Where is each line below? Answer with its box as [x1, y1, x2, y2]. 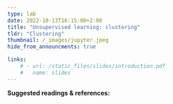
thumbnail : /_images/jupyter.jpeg [7, 37, 109, 44]
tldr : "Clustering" [7, 30, 65, 37]
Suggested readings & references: [7, 88, 111, 97]
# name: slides [20, 69, 71, 76]
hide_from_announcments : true [7, 43, 97, 50]
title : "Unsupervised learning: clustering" [7, 23, 141, 30]
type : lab [7, 10, 37, 18]
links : [7, 56, 27, 64]
